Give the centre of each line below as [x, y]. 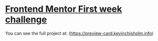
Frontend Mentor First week [64, 9]
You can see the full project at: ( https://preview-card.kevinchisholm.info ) [79, 33]
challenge [26, 20]
